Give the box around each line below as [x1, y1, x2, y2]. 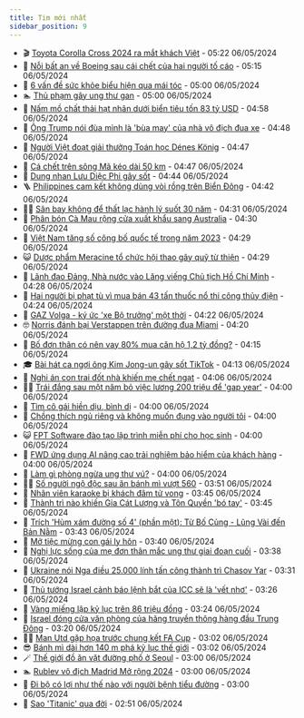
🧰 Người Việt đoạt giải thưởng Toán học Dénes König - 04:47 [22, 142, 250, 152]
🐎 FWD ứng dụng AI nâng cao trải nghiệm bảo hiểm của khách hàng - [22, 448, 283, 459]
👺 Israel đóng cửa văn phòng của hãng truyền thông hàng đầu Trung [22, 613, 279, 624]
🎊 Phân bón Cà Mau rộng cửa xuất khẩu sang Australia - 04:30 [22, 212, 258, 223]
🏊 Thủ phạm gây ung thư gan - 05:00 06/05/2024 [22, 90, 212, 101]
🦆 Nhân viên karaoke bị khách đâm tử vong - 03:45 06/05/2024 [22, 487, 261, 498]
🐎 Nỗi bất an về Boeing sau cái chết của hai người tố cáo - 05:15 [22, 60, 262, 71]
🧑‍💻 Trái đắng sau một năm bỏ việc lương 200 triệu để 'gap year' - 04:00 [22, 381, 293, 392]
